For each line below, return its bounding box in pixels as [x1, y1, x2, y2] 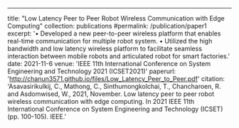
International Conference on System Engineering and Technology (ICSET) [7, 105, 223, 113]
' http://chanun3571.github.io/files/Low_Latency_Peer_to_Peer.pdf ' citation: [7, 75, 225, 82]
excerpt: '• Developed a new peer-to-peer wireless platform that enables [7, 29, 221, 38]
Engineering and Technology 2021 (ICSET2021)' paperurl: [7, 67, 176, 75]
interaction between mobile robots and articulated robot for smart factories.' [7, 52, 230, 60]
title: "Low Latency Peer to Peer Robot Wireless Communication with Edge [7, 14, 225, 22]
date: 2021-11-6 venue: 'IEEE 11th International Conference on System [7, 60, 211, 68]
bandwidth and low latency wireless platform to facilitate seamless [7, 44, 203, 53]
